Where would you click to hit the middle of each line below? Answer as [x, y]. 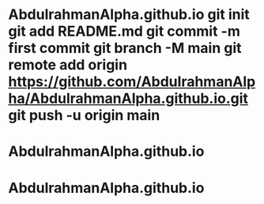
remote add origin [68, 65]
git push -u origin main [84, 115]
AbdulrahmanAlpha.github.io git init [129, 15]
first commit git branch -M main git [125, 48]
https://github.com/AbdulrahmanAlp [132, 82]
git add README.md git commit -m [124, 31]
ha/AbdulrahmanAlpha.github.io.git [128, 98]
